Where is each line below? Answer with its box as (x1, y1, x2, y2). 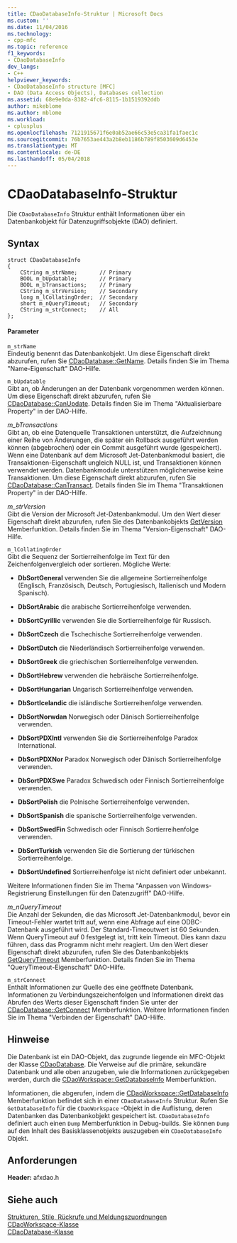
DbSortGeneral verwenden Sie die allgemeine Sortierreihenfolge (17, 573, 207, 582)
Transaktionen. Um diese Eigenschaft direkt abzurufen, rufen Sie (7, 473, 197, 482)
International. (17, 741, 57, 749)
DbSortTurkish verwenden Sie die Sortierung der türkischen (17, 846, 195, 855)
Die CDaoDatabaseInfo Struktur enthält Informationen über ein (7, 209, 186, 218)
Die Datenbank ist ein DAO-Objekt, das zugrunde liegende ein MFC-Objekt (7, 1052, 226, 1061)
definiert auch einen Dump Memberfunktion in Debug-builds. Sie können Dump (7, 1119, 230, 1127)
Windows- (181, 881, 212, 890)
